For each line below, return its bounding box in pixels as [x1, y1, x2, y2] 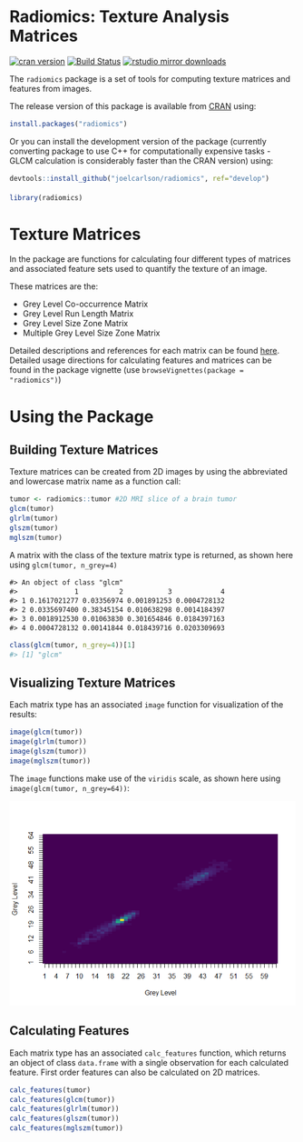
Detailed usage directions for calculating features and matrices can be [9, 355, 272, 366]
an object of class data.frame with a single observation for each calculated [9, 1057, 288, 1067]
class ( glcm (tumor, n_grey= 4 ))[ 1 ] [9, 640, 136, 649]
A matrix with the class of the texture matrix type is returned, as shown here [9, 549, 293, 560]
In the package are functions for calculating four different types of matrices [9, 254, 291, 265]
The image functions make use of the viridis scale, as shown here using [9, 773, 281, 784]
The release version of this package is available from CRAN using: [9, 100, 257, 111]
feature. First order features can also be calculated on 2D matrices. [9, 1067, 260, 1077]
